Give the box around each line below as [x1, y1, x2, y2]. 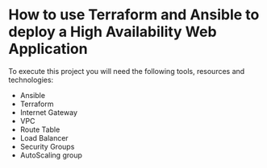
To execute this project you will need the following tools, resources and [8, 66, 245, 76]
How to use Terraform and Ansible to [8, 6, 260, 24]
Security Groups [19, 141, 75, 151]
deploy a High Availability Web [8, 23, 217, 41]
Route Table [19, 125, 60, 134]
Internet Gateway [19, 107, 78, 117]
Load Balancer [19, 133, 69, 142]
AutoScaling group [19, 150, 82, 160]
